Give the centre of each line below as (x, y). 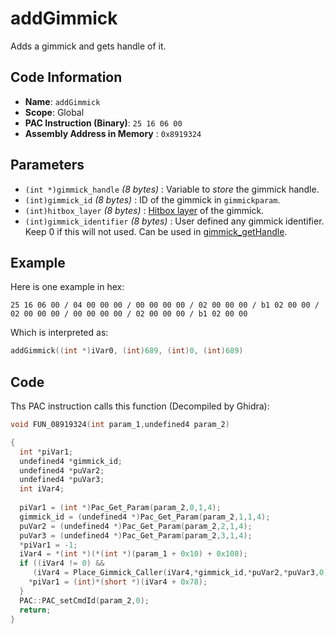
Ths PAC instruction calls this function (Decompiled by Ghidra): (140, 406)
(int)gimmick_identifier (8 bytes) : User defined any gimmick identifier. (174, 221)
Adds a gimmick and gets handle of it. (88, 46)
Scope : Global (54, 112)
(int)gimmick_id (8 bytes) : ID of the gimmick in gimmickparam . (152, 199)
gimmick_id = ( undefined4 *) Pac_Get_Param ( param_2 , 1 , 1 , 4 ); (145, 517)
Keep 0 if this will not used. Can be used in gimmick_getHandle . (156, 231)
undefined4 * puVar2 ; (62, 470)
